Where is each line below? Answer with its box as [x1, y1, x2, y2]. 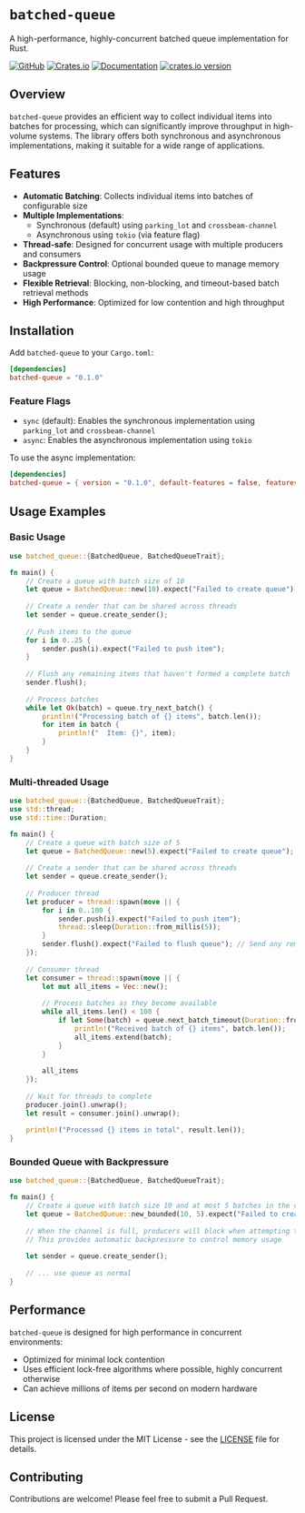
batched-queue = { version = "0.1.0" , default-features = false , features [9, 479, 299, 488]
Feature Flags [9, 395, 71, 408]
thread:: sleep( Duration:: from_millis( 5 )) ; [57, 923, 221, 932]
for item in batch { [42, 721, 120, 730]
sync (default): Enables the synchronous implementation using [22, 416, 256, 427]
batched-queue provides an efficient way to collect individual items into [9, 111, 272, 122]
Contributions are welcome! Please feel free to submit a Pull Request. [9, 1494, 269, 1505]
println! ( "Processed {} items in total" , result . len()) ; [25, 1125, 246, 1135]
